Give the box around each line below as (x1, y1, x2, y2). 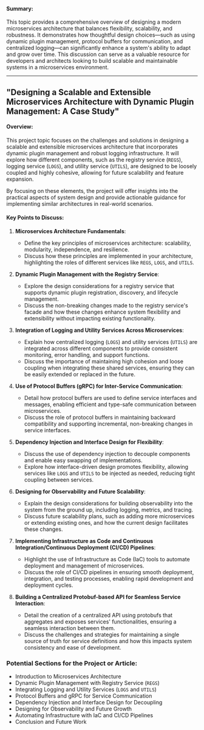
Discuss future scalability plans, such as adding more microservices (24, 513, 195, 520)
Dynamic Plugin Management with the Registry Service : (15, 271, 160, 278)
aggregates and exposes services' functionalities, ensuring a (24, 618, 177, 625)
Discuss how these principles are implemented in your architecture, (24, 253, 193, 259)
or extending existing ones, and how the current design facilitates (24, 519, 188, 526)
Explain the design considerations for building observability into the (24, 500, 193, 507)
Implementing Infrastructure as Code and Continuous (15, 538, 154, 544)
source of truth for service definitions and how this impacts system (24, 637, 192, 645)
